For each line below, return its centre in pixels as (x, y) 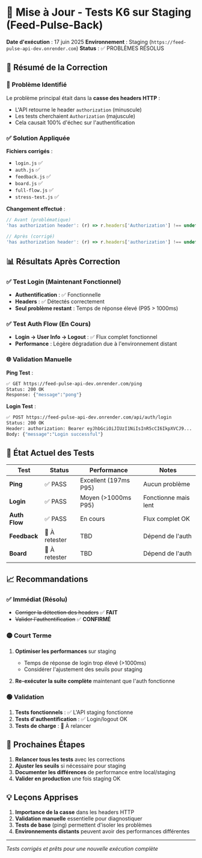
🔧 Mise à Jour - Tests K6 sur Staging (99, 12)
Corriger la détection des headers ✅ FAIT (66, 613)
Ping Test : (20, 373)
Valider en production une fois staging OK (68, 778)
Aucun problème (167, 484)
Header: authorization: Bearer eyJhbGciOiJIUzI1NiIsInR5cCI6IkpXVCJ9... (99, 429)
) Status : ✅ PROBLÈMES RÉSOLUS (120, 48)
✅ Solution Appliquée (38, 138)
